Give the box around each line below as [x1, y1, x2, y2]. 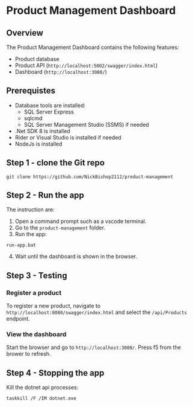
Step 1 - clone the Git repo [6, 158, 105, 168]
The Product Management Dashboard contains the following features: [6, 43, 179, 51]
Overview [6, 28, 44, 38]
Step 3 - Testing [6, 270, 67, 281]
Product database [14, 56, 60, 62]
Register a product [6, 288, 62, 296]
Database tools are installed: [14, 101, 86, 109]
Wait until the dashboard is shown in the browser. [14, 253, 138, 260]
